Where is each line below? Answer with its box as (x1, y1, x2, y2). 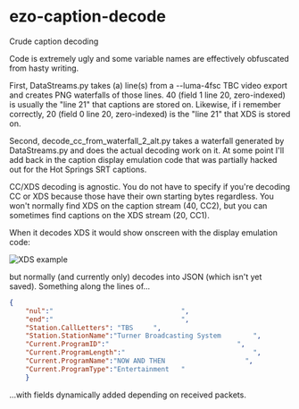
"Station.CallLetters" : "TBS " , (25, 323, 162, 332)
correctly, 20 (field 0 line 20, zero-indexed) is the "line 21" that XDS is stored (9, 108, 291, 119)
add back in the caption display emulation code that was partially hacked (9, 154, 278, 165)
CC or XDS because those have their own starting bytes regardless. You (9, 191, 274, 201)
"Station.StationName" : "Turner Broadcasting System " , (25, 331, 262, 341)
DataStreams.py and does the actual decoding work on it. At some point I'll (9, 145, 285, 156)
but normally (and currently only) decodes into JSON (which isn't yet (9, 271, 262, 282)
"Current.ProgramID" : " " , (25, 340, 245, 349)
